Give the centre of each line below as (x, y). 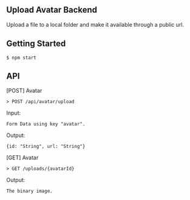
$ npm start (21, 58)
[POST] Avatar (24, 91)
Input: (14, 113)
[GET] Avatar (22, 158)
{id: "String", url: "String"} (46, 147)
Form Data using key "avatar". (46, 124)
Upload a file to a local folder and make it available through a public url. (95, 24)
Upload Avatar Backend (52, 10)
